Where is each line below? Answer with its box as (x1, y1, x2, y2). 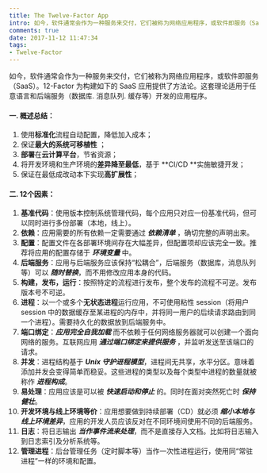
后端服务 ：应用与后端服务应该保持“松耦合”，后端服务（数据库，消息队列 (20, 258, 257, 267)
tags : (9, 41, 27, 49)
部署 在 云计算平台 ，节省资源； (20, 150, 118, 160)
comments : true (9, 26, 59, 34)
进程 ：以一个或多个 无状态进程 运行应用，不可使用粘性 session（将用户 (20, 298, 250, 307)
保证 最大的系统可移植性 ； (20, 140, 106, 149)
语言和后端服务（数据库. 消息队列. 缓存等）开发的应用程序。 (15, 91, 212, 100)
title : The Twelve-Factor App (9, 11, 109, 20)
